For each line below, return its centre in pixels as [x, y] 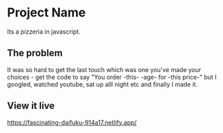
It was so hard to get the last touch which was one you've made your [104, 69]
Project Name [47, 13]
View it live [31, 106]
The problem [35, 53]
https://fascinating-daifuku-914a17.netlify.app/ [72, 122]
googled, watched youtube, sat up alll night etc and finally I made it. [103, 84]
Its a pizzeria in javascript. [44, 32]
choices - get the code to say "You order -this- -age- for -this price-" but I [112, 77]
